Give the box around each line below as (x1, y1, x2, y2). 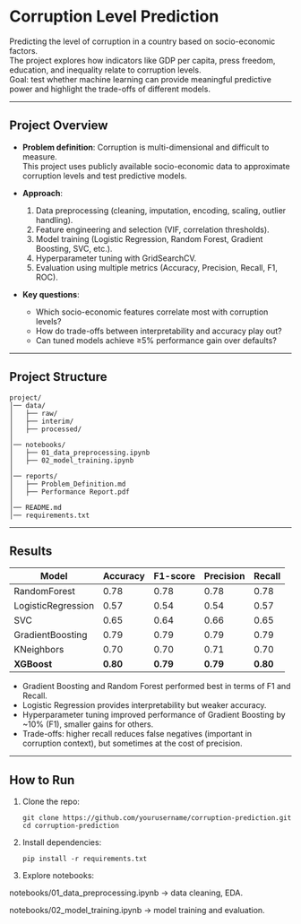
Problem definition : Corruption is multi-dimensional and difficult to (21, 142, 270, 152)
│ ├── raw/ (9, 409, 58, 418)
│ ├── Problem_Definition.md (9, 479, 126, 488)
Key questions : (21, 289, 80, 299)
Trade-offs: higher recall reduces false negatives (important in (21, 729, 253, 739)
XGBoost (13, 658, 53, 670)
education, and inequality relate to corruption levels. (9, 65, 202, 75)
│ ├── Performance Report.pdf (9, 487, 130, 497)
